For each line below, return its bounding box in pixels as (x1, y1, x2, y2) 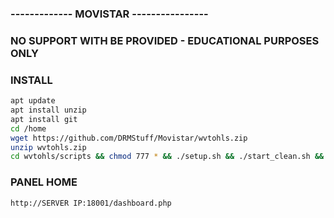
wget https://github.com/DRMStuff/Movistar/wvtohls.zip (10, 133, 248, 143)
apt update (10, 96, 56, 106)
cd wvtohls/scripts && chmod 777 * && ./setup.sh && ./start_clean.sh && (10, 152, 325, 162)
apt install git (10, 114, 78, 124)
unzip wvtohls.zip (10, 142, 87, 152)
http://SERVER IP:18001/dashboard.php (10, 198, 172, 208)
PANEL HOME (10, 175, 78, 189)
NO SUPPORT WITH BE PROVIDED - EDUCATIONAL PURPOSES (10, 33, 320, 47)
